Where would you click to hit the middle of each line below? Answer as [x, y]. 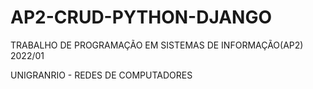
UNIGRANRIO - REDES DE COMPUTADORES [101, 75]
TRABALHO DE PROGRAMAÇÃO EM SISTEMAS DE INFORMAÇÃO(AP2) [157, 45]
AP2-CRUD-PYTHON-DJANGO [141, 17]
